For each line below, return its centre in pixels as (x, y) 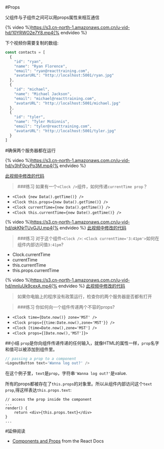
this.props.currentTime (36, 270)
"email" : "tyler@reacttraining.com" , (53, 126)
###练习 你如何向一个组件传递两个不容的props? (66, 307)
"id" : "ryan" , (28, 62)
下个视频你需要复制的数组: (32, 43)
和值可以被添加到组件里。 (31, 349)
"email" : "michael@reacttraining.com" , (55, 98)
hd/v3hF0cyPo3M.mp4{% (32, 166)
